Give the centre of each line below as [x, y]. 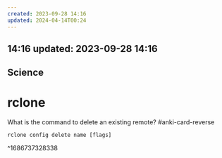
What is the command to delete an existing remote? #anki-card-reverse [111, 122]
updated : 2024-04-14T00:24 [47, 20]
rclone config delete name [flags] [60, 135]
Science [26, 73]
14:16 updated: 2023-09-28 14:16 [82, 49]
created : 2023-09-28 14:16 [47, 14]
